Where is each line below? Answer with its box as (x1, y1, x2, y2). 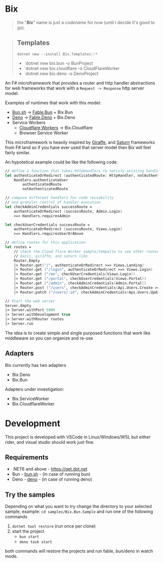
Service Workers (12, 119, 46, 125)
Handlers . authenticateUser (14, 178, 68, 182)
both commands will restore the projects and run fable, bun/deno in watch (5, 548, 153, 554)
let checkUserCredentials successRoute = (5, 222, 90, 227)
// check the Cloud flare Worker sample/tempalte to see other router (14, 249, 160, 254)
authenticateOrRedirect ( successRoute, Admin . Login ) (14, 209, 123, 214)
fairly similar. (5, 149, 31, 155)
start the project (12, 528, 45, 534)
